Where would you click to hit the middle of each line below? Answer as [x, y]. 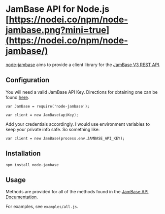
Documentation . [22, 197]
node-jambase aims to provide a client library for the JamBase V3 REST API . [83, 65]
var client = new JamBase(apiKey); [42, 115]
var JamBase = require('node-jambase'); [48, 106]
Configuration [28, 80]
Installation [23, 154]
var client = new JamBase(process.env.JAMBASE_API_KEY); [65, 138]
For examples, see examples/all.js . [42, 207]
